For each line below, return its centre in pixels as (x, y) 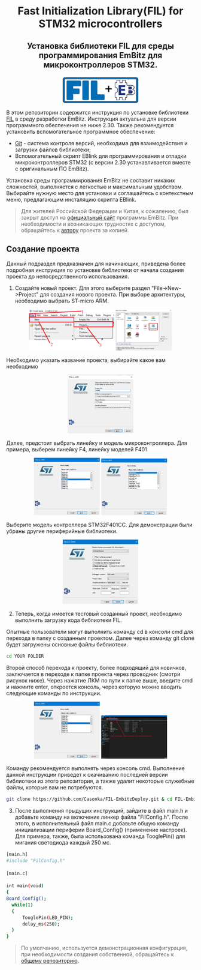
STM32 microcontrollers (100, 24)
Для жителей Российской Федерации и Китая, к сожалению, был (104, 211)
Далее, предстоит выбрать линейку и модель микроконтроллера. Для (97, 443)
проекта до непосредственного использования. (68, 276)
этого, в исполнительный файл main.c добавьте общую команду (97, 823)
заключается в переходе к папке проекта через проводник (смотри (93, 674)
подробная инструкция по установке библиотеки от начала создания (95, 270)
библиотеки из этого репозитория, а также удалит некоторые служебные (100, 781)
